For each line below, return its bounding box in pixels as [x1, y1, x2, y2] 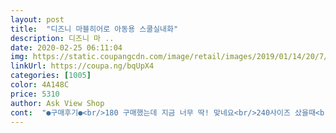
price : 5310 [10, 89, 60, 99]
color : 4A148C [10, 80, 70, 90]
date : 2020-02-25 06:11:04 [10, 42, 123, 53]
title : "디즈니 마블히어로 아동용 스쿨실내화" [10, 24, 179, 34]
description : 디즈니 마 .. [10, 33, 115, 43]
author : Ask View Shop [10, 98, 105, 108]
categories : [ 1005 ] [10, 71, 92, 81]
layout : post [10, 14, 65, 25]
